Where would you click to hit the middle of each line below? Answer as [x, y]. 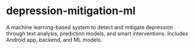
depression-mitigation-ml [71, 11]
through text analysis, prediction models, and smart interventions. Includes [97, 33]
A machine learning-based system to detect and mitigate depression [90, 27]
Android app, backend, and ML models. [54, 40]
